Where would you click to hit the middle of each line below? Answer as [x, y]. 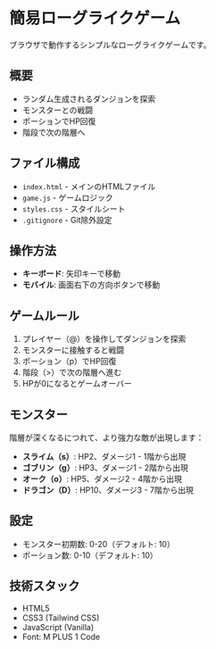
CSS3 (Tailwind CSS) [61, 618]
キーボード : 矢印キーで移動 [71, 274]
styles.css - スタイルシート [74, 208]
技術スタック [45, 586]
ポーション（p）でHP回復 [69, 362]
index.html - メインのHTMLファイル [89, 186]
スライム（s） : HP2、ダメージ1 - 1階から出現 [104, 457]
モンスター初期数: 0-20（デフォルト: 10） [99, 544]
